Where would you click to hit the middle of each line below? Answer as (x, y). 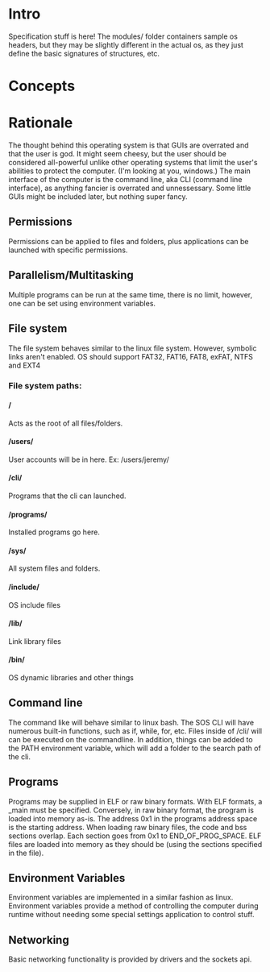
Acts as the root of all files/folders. (66, 423)
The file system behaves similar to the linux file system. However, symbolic (133, 348)
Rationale (41, 123)
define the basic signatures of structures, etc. (84, 53)
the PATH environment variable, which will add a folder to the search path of (135, 748)
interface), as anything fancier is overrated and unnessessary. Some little (130, 188)
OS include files (35, 604)
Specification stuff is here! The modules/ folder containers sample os (123, 36)
